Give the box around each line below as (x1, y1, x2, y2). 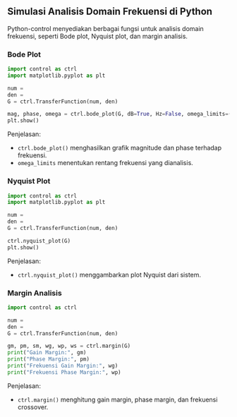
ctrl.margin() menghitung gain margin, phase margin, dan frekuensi (17, 395, 218, 404)
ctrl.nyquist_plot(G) (7, 237, 71, 244)
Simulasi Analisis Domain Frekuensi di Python (7, 6, 213, 18)
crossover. (17, 402, 49, 411)
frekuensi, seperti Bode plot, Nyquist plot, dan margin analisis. (7, 32, 188, 40)
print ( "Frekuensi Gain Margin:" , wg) (7, 363, 119, 370)
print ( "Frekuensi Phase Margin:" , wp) (7, 368, 121, 376)
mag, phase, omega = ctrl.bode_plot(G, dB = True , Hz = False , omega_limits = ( (7, 111, 232, 118)
